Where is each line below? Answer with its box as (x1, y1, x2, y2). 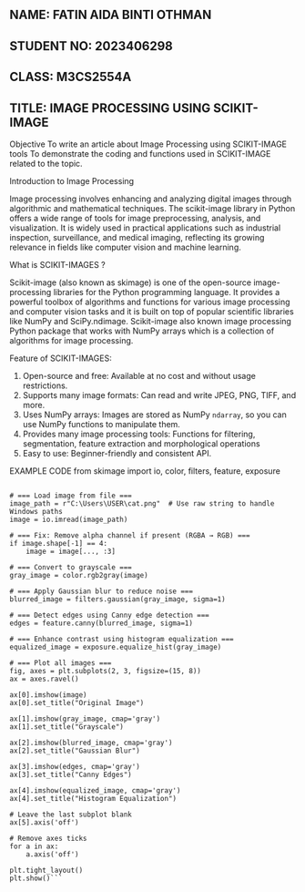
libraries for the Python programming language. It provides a (53, 286, 280, 297)
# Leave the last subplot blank (9, 810, 132, 819)
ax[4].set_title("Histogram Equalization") (9, 794, 178, 803)
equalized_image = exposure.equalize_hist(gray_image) (9, 642, 222, 651)
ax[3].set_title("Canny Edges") (9, 770, 132, 779)
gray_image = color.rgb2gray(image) (9, 570, 148, 579)
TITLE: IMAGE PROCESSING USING (9, 100, 211, 116)
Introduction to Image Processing (9, 175, 135, 186)
